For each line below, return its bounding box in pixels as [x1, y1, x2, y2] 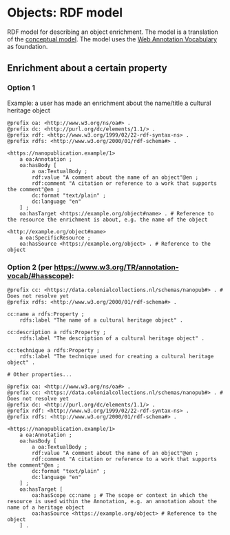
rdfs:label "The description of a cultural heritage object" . [19, 335, 205, 342]
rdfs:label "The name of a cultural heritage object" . [19, 316, 184, 324]
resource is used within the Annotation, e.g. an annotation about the [7, 498, 217, 505]
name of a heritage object [7, 504, 85, 511]
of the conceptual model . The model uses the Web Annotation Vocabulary [7, 35, 218, 43]
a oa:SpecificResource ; [19, 234, 91, 241]
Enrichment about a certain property [7, 62, 167, 74]
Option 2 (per [7, 262, 53, 272]
